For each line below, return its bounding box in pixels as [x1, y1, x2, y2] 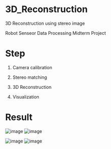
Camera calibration [12, 64, 52, 70]
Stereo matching [12, 74, 47, 80]
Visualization [12, 93, 39, 100]
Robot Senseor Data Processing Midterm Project [5, 30, 106, 36]
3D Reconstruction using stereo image [5, 20, 85, 26]
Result [5, 112, 33, 123]
